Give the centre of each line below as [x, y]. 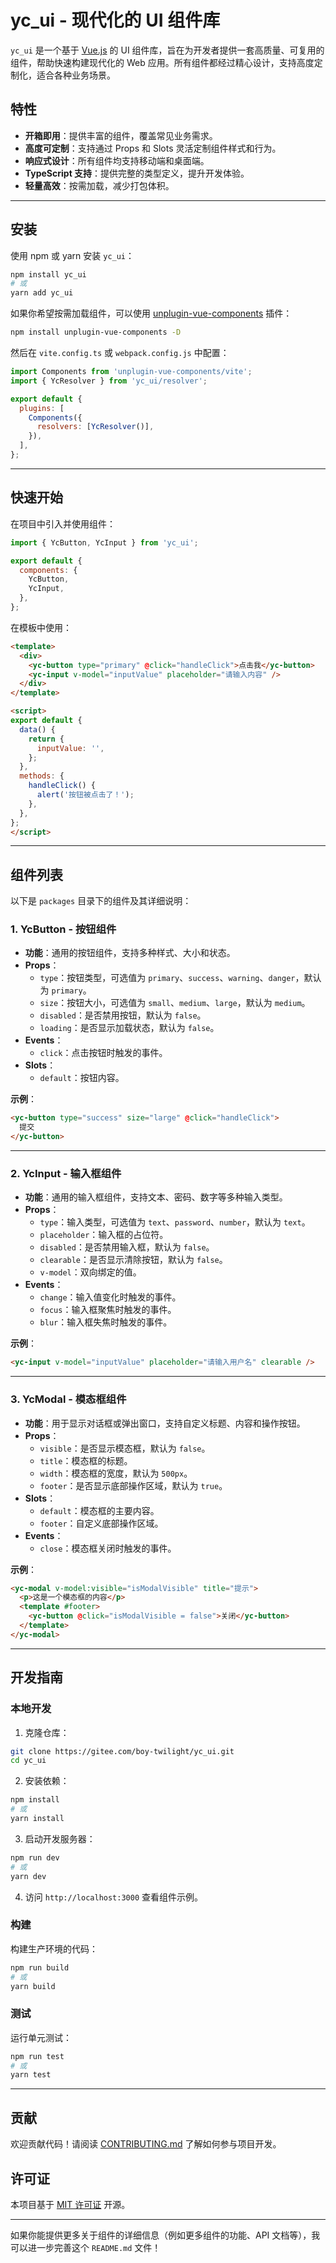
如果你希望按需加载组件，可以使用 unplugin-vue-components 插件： [151, 313]
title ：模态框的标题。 [86, 1460]
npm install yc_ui [48, 274]
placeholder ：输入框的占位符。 [104, 1235]
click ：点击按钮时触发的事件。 [103, 1053]
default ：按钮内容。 [82, 1078]
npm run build [40, 1967]
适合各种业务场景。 [76, 75]
